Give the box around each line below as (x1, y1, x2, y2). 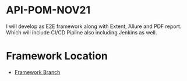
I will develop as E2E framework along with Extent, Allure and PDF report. (6, 23, 182, 30)
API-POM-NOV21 (6, 3, 91, 17)
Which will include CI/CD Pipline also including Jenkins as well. (6, 29, 157, 36)
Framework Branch (14, 68, 61, 76)
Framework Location (6, 50, 108, 63)
